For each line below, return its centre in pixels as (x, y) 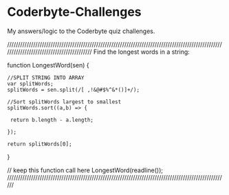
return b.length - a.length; (52, 120)
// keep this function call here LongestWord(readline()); (85, 170)
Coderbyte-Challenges (75, 12)
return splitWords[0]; (40, 144)
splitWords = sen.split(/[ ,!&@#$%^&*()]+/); (73, 90)
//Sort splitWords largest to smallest (64, 102)
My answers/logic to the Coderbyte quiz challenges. (81, 31)
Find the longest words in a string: (142, 52)
